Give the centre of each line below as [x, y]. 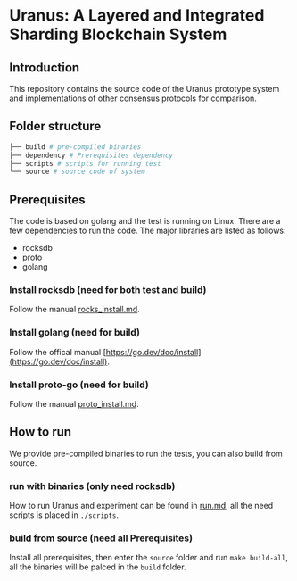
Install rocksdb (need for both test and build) [108, 290]
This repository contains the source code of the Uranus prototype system [144, 89]
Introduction [45, 67]
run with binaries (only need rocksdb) [92, 486]
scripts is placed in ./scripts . [64, 515]
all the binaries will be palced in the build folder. [98, 567]
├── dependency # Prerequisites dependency [91, 155]
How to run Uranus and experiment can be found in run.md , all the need [141, 506]
